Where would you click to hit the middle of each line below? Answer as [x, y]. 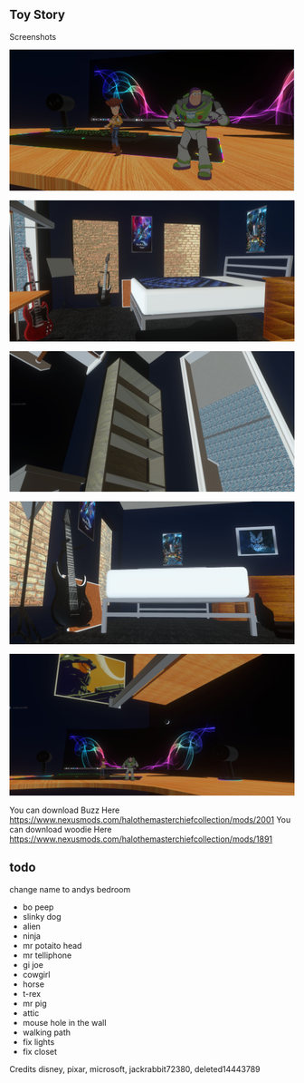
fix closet [39, 1051]
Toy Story [38, 15]
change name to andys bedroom [70, 889]
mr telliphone [47, 955]
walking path [46, 1032]
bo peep [38, 907]
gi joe [33, 964]
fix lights [38, 1041]
